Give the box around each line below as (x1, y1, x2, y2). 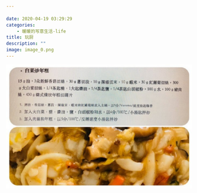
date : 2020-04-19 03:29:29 (6, 15, 73, 22)
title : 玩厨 (6, 34, 34, 41)
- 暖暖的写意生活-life (17, 28, 66, 34)
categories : (6, 22, 35, 28)
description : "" (6, 41, 46, 47)
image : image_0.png (6, 47, 54, 53)
